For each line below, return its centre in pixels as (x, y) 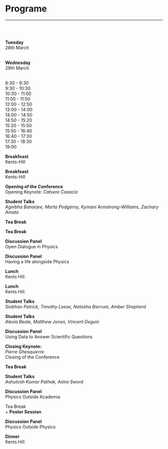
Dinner (12, 436)
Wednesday (18, 63)
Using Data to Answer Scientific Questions (49, 336)
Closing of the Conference (32, 357)
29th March (17, 68)
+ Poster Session (23, 411)
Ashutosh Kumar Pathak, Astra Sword (44, 381)
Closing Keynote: (23, 346)
